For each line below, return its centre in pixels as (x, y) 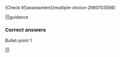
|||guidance (17, 17)
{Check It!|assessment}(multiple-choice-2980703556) (60, 8)
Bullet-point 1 (18, 41)
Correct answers (26, 29)
